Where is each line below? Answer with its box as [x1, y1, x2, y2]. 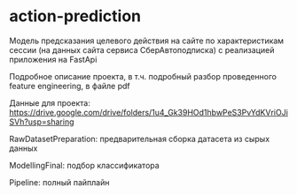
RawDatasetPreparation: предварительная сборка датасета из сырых [9, 133, 270, 144]
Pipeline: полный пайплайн [9, 176, 110, 187]
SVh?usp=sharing [9, 116, 74, 127]
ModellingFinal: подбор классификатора [9, 160, 160, 170]
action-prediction [9, 6, 142, 26]
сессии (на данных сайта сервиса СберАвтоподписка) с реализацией [9, 44, 275, 55]
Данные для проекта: [9, 97, 90, 108]
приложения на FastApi [9, 54, 98, 64]
